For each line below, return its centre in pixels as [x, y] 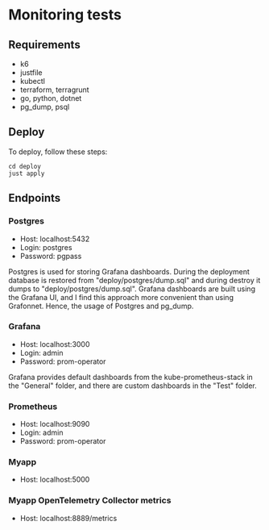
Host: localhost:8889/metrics [68, 518]
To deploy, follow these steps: [58, 152]
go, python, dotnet [51, 98]
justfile [31, 73]
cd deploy [25, 166]
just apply [27, 173]
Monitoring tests [65, 15]
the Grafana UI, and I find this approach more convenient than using [121, 297]
